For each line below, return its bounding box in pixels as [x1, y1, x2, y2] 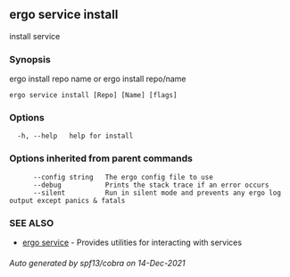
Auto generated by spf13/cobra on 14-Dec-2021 [9, 257, 186, 268]
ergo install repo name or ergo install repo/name [9, 73, 186, 84]
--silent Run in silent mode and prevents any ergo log [32, 188, 281, 197]
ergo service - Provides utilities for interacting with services [21, 237, 243, 248]
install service [9, 30, 61, 41]
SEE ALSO [9, 216, 54, 229]
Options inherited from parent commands [9, 152, 194, 164]
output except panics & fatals [9, 196, 126, 205]
